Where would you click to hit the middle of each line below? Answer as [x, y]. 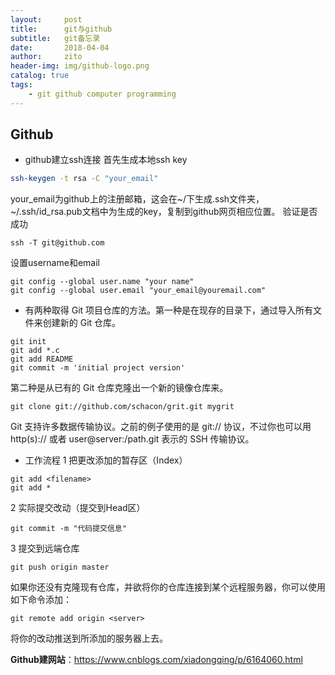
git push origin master [60, 567]
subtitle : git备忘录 [55, 38]
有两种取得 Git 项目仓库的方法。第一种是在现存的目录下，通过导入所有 [169, 310]
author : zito [46, 57]
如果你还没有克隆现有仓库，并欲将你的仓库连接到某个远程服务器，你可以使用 [168, 587]
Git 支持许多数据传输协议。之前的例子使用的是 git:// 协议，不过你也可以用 [161, 427]
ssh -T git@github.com [57, 243]
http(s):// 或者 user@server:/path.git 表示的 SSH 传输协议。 [132, 439]
